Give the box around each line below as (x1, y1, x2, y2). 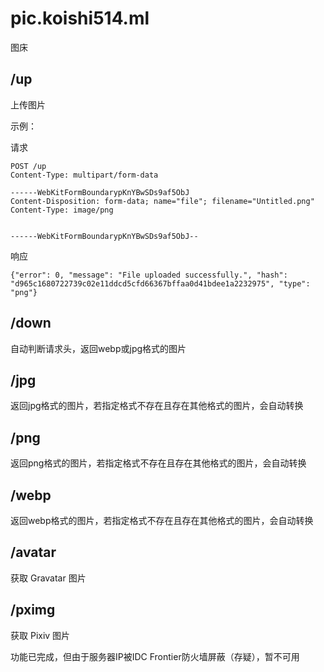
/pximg (10, 602, 56, 619)
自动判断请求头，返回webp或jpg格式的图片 (10, 342, 187, 354)
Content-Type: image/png (10, 205, 114, 215)
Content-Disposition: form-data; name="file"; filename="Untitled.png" (10, 196, 315, 206)
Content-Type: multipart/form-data (10, 170, 159, 180)
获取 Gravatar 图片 (10, 572, 87, 584)
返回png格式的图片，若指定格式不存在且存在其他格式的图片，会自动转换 (10, 457, 307, 469)
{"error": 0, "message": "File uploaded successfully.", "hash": (10, 270, 288, 280)
